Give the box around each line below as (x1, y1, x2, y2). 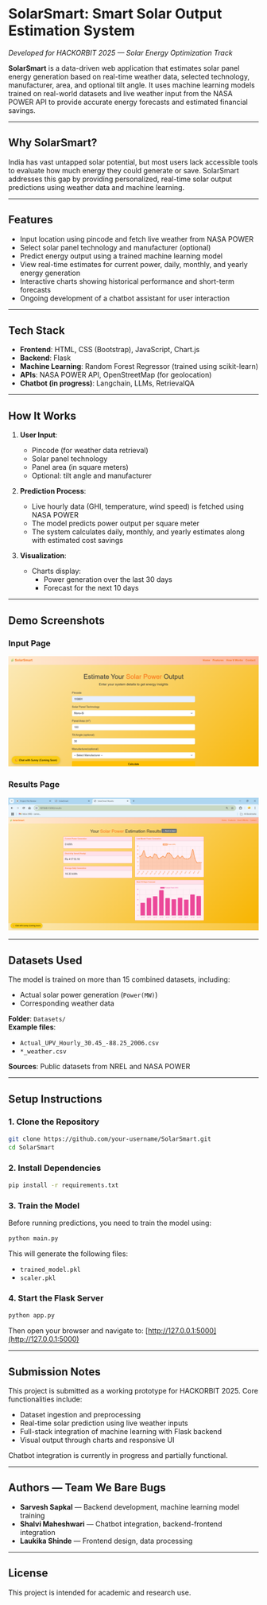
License (8, 1567, 48, 1580)
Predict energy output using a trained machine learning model (19, 251, 223, 261)
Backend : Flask (19, 353, 72, 362)
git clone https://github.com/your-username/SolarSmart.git (8, 1134, 212, 1143)
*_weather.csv (19, 1048, 67, 1056)
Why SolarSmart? (8, 136, 98, 149)
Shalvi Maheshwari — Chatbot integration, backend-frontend (19, 1519, 222, 1529)
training (19, 1510, 45, 1520)
